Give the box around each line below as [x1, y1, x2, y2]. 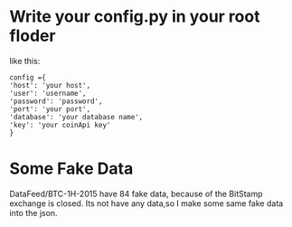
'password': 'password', [9, 97, 103, 106]
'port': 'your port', [9, 104, 91, 114]
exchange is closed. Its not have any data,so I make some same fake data [9, 197, 284, 209]
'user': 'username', [9, 89, 88, 98]
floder [9, 25, 56, 46]
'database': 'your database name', [9, 112, 144, 121]
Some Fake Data [9, 158, 134, 179]
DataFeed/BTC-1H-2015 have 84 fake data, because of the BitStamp [9, 188, 264, 199]
